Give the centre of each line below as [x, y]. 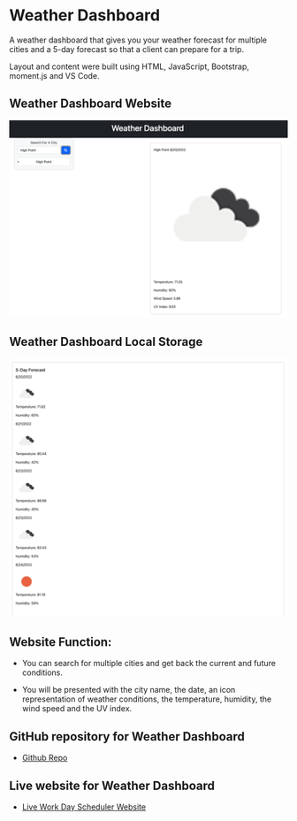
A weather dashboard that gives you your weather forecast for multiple [138, 40]
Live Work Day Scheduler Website [84, 807]
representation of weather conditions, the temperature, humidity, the [147, 699]
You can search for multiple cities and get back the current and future [149, 664]
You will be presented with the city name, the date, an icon [129, 690]
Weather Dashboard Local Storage [106, 342]
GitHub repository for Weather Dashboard [127, 737]
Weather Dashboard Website [91, 104]
